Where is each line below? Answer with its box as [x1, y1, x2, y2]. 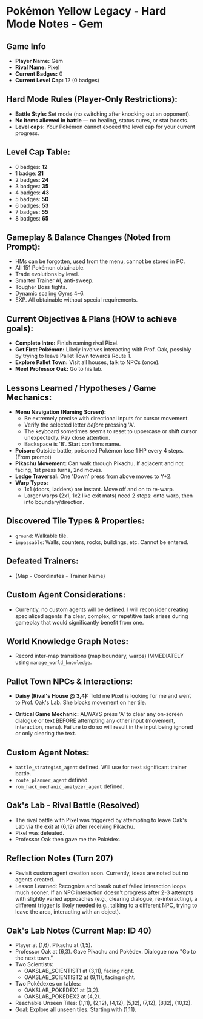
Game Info [6, 41, 47, 51]
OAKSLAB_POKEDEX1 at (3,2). [24, 986, 100, 994]
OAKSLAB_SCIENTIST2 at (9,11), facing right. [24, 974, 136, 981]
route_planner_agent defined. [15, 776, 90, 783]
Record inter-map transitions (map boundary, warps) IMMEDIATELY [15, 652, 184, 660]
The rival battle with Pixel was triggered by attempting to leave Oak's [15, 816, 187, 823]
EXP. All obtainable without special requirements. [15, 296, 138, 304]
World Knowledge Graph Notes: [6, 636, 129, 646]
